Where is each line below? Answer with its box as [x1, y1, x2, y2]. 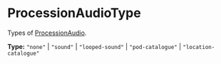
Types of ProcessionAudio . [7, 28, 87, 37]
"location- [183, 43, 215, 50]
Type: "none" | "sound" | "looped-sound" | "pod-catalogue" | [7, 42, 182, 50]
